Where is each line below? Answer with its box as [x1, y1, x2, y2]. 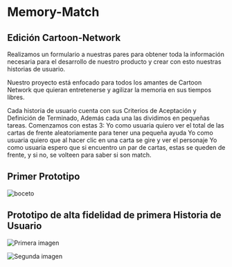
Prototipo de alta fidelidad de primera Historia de [7, 209, 222, 221]
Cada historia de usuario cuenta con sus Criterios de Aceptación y [7, 107, 197, 114]
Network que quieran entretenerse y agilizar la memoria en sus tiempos [7, 86, 212, 94]
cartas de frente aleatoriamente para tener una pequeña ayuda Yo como [7, 129, 213, 137]
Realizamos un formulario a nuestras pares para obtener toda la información [7, 50, 225, 58]
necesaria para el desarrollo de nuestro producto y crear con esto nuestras [7, 58, 222, 66]
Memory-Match [7, 4, 100, 20]
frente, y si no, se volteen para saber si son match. [7, 150, 152, 159]
